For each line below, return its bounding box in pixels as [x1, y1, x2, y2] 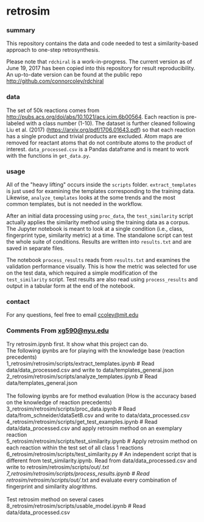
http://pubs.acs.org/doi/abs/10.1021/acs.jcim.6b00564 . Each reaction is [6, 113, 185, 120]
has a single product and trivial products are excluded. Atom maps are [6, 132, 183, 139]
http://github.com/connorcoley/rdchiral [6, 77, 104, 85]
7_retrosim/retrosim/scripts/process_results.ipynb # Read [6, 470, 150, 477]
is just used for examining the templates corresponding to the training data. [6, 188, 195, 195]
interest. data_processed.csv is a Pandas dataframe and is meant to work [6, 145, 189, 153]
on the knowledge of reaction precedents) [6, 398, 113, 406]
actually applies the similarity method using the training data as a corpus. [6, 219, 190, 226]
